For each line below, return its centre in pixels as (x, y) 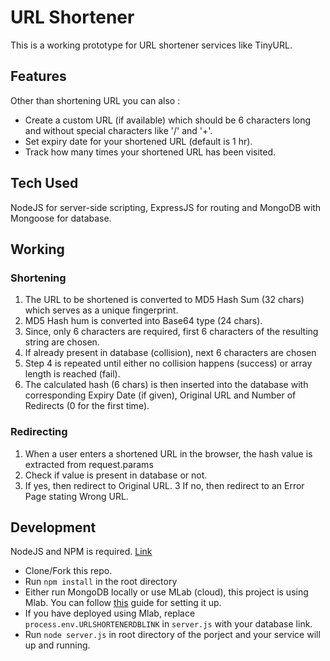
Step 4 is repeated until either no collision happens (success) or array (168, 363)
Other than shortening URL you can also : (95, 100)
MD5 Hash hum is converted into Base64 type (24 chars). (143, 321)
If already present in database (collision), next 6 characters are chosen (170, 353)
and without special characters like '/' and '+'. (118, 130)
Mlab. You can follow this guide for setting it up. (123, 603)
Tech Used (44, 183)
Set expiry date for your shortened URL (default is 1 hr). (138, 141)
